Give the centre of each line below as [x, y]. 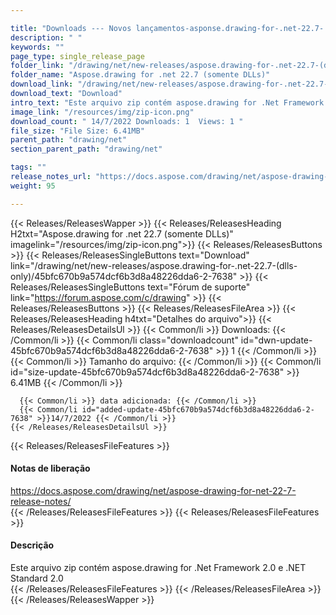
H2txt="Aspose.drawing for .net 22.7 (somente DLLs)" [122, 233]
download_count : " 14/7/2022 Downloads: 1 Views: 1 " [127, 121]
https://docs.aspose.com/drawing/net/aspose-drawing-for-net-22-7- [153, 490]
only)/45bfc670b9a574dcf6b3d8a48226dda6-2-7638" [124, 276]
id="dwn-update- [276, 340]
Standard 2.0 [37, 578]
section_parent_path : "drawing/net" [86, 149]
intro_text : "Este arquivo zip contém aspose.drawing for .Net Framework [167, 102]
